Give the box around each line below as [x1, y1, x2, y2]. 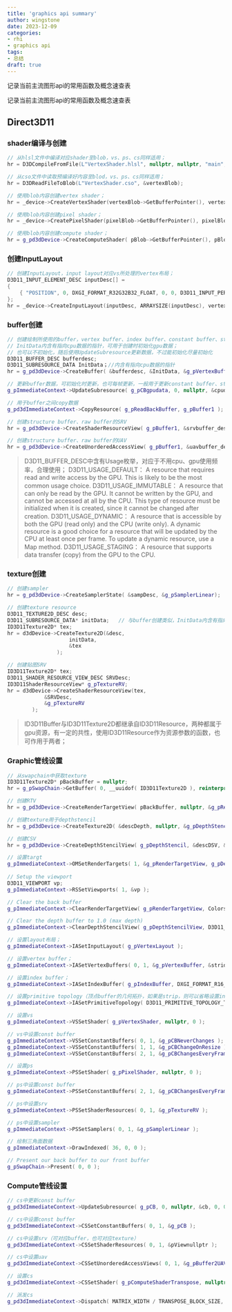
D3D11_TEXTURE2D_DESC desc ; [7, 610, 88, 618]
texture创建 [7, 569, 46, 579]
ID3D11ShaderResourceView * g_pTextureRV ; [7, 681, 128, 688]
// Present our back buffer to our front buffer [7, 1157, 150, 1164]
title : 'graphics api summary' [7, 10, 97, 17]
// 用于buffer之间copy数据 [7, 399, 79, 406]
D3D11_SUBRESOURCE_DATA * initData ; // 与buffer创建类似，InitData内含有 [7, 617, 217, 624]
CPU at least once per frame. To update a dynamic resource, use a [23, 534, 214, 543]
